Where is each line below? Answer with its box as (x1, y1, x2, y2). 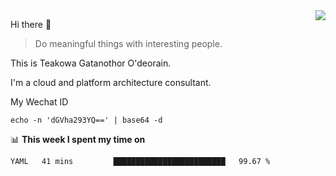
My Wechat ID (10, 96, 69, 108)
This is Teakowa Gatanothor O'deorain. (10, 57, 172, 69)
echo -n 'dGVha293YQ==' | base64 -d (10, 115, 163, 125)
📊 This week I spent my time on (10, 134, 146, 145)
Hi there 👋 (10, 19, 52, 30)
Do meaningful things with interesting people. (34, 38, 223, 49)
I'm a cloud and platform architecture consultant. (10, 77, 212, 88)
